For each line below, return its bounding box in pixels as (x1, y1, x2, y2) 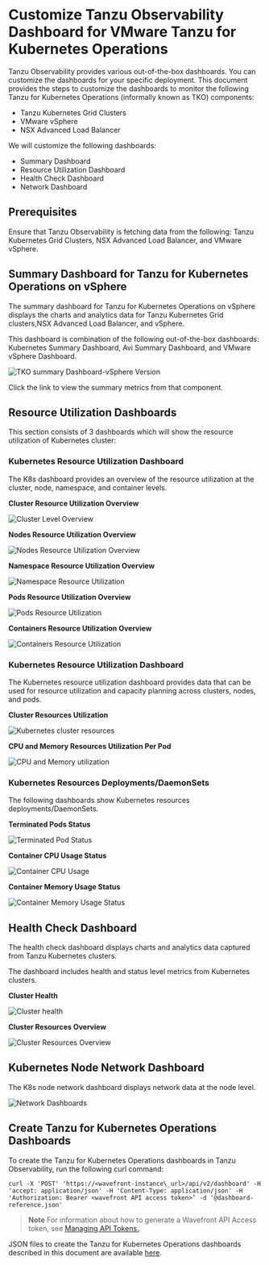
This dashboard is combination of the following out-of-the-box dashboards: (8, 334, 259, 343)
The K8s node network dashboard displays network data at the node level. (8, 1082, 256, 1092)
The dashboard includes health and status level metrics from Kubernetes (8, 967, 250, 976)
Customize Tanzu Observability (8, 6, 224, 24)
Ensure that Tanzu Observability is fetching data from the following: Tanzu (8, 227, 255, 236)
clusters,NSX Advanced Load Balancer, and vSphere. (8, 318, 185, 328)
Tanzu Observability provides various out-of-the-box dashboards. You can (8, 66, 256, 76)
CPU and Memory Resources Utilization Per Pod (8, 741, 172, 751)
